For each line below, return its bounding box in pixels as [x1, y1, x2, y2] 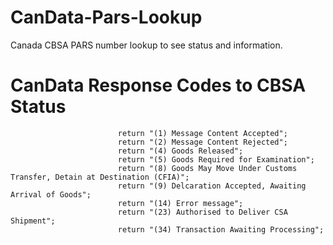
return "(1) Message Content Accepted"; [117, 128, 288, 138]
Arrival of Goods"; [10, 189, 92, 200]
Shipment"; [10, 216, 56, 226]
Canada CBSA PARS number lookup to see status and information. [10, 39, 283, 51]
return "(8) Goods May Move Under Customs [117, 163, 298, 173]
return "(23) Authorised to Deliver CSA [117, 207, 288, 217]
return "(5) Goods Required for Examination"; [117, 154, 315, 165]
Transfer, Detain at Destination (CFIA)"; [10, 172, 190, 182]
